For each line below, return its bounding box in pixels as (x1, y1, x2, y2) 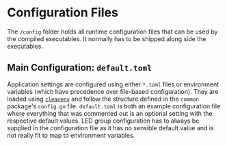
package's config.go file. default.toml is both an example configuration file (7, 101, 221, 110)
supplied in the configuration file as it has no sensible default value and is (7, 123, 214, 132)
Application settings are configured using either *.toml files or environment (7, 80, 219, 88)
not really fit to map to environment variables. (7, 131, 135, 139)
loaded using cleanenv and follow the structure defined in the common (7, 95, 200, 103)
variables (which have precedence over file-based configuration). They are (7, 87, 219, 95)
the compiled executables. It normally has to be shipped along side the (7, 34, 206, 42)
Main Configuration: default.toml (7, 62, 152, 73)
